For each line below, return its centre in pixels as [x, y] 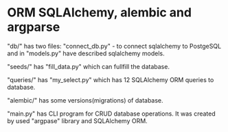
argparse [34, 27]
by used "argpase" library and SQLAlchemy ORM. [77, 120]
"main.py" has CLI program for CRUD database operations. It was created [112, 114]
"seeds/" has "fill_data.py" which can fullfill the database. [89, 66]
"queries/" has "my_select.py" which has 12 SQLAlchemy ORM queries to [111, 79]
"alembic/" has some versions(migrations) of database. [85, 100]
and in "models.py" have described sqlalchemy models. [86, 53]
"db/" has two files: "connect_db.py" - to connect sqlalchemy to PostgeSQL [114, 46]
